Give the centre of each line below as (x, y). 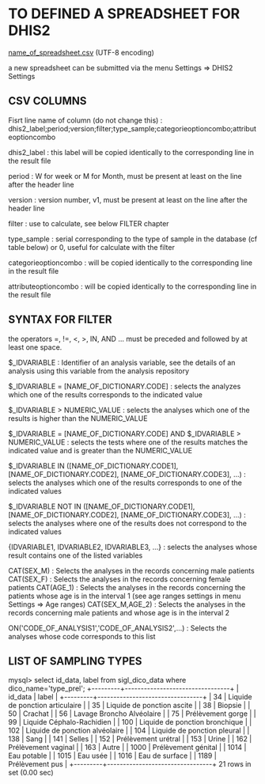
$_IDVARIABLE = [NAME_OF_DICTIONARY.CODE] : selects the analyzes (125, 386)
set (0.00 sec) (31, 773)
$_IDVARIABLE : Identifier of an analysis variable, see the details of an (122, 362)
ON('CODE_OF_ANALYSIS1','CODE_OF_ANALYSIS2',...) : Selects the (118, 628)
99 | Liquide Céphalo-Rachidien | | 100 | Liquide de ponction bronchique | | (130, 722)
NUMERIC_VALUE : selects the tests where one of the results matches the (128, 442)
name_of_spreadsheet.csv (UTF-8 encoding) (81, 52)
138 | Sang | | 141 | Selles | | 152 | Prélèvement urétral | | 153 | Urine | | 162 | (130, 739)
